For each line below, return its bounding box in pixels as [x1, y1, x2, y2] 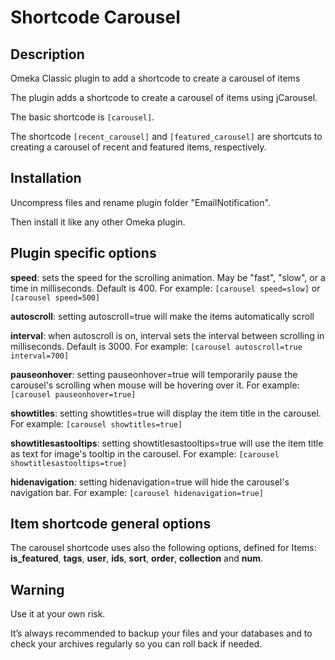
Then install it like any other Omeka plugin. [10, 216, 186, 228]
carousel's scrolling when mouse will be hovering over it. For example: [10, 379, 300, 391]
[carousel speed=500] [10, 292, 101, 303]
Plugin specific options [10, 245, 157, 262]
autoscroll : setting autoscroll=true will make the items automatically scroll [10, 310, 315, 322]
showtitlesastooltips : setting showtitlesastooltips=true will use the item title [10, 437, 324, 449]
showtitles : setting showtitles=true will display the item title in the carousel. [10, 407, 322, 419]
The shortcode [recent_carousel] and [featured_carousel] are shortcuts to [10, 131, 323, 142]
